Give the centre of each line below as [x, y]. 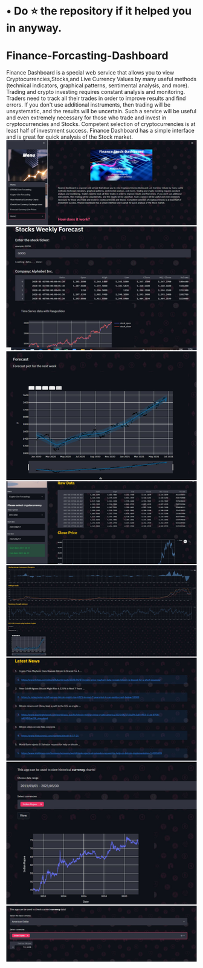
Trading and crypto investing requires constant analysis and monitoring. [96, 92]
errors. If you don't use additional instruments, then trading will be [89, 105]
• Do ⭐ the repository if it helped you [99, 11]
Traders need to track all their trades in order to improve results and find [96, 98]
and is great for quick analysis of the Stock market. [69, 137]
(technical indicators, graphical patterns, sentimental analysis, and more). [98, 85]
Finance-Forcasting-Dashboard [87, 56]
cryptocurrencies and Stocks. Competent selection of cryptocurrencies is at [101, 124]
